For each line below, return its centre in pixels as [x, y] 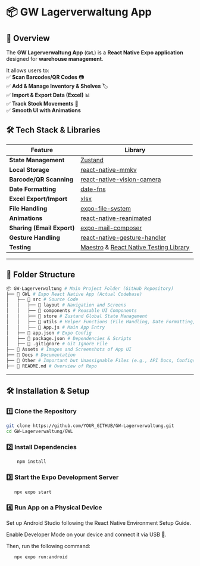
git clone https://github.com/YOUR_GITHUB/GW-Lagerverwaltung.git [90, 426]
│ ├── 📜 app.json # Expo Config [49, 333]
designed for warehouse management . [55, 59]
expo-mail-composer [111, 228]
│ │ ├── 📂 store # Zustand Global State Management [77, 316]
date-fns [93, 189]
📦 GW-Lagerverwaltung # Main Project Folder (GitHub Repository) [90, 288]
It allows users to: [28, 70]
